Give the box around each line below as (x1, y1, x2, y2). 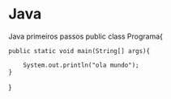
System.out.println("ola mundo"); (23, 61, 139, 69)
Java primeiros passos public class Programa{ (8, 31, 164, 41)
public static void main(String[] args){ (8, 47, 151, 55)
